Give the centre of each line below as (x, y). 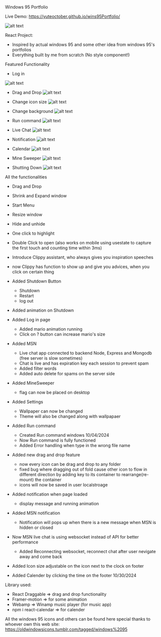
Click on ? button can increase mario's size (62, 334)
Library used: (18, 585)
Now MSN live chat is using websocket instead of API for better (75, 537)
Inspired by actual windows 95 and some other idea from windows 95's (83, 45)
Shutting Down (27, 167)
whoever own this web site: (32, 624)
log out (26, 301)
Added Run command (34, 426)
